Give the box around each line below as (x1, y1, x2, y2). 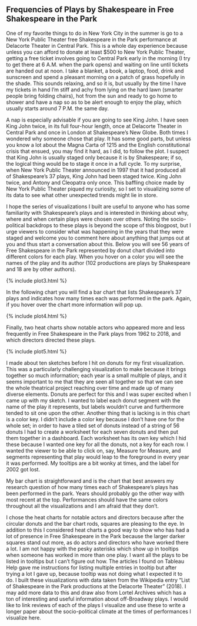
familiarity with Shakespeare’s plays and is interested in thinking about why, (6, 209, 189, 216)
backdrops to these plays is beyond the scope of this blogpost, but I (26, 221, 191, 229)
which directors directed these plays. (6, 336, 96, 343)
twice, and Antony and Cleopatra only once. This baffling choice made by (6, 179, 184, 186)
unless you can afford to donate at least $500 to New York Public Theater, (6, 48, 186, 55)
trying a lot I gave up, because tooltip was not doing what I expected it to (6, 570, 183, 577)
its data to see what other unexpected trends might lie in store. (6, 191, 158, 198)
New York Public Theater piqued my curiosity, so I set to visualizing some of (6, 185, 191, 192)
